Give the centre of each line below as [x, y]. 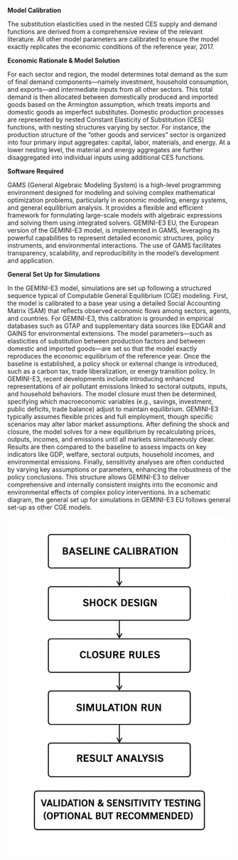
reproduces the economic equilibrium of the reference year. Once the [109, 356]
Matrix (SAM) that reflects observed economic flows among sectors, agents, [119, 311]
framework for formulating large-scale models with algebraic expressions [115, 215]
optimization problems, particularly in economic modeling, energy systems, [118, 200]
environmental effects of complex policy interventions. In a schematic [109, 492]
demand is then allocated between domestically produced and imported [113, 97]
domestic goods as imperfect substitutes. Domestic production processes [116, 112]
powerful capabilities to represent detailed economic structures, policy [111, 238]
